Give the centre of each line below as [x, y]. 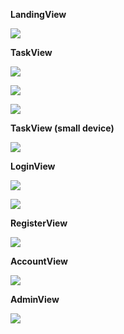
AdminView [35, 299]
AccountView [39, 261]
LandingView [38, 14]
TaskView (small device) [62, 128]
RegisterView [39, 223]
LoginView [33, 166]
